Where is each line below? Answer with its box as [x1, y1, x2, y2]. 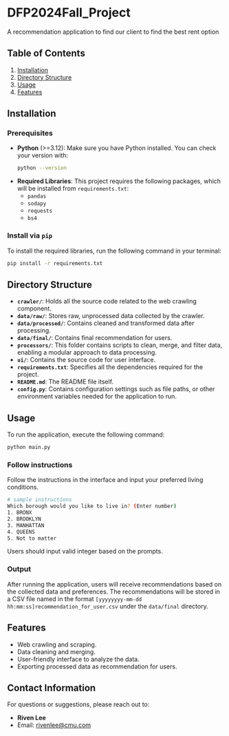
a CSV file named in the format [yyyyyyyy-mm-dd [7, 594, 142, 603]
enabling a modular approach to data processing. [17, 348, 157, 357]
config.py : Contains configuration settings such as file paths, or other [17, 385, 215, 393]
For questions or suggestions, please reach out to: [7, 700, 150, 708]
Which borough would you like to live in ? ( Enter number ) [7, 503, 177, 510]
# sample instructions [7, 496, 72, 503]
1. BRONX [7, 509, 32, 516]
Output [7, 565, 32, 574]
